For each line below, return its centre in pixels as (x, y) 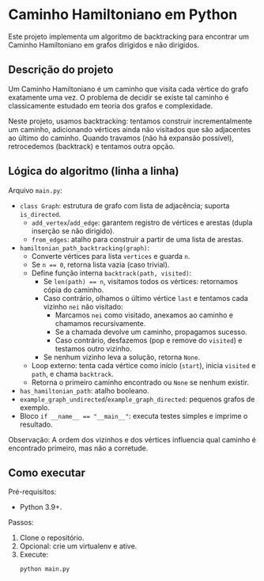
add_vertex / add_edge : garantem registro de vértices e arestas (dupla (142, 222)
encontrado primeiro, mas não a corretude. (78, 448)
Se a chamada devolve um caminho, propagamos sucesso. (151, 332)
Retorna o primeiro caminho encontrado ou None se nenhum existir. (140, 382)
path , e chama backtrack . (72, 374)
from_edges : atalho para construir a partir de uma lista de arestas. (137, 239)
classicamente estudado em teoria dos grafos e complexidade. (111, 105)
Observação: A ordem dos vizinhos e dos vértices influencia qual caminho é (132, 439)
